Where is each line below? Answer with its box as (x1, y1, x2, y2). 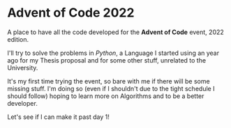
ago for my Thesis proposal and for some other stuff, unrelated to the (7, 56, 207, 64)
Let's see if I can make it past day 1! (7, 113, 110, 121)
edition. (7, 35, 29, 43)
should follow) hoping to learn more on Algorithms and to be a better (7, 92, 204, 100)
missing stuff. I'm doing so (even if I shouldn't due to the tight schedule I (7, 84, 215, 93)
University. (7, 63, 38, 72)
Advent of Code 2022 (7, 5, 135, 21)
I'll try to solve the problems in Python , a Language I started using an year (7, 49, 220, 57)
